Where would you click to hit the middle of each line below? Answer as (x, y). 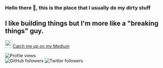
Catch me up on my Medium (41, 46)
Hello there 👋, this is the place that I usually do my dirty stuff (78, 8)
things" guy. (24, 31)
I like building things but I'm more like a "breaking (82, 24)
